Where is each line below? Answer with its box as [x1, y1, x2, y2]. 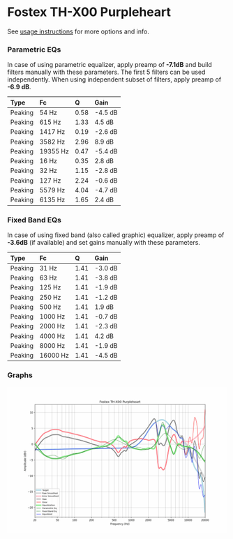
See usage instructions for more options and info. [7, 27, 150, 36]
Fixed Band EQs [7, 215, 61, 225]
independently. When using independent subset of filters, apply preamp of [7, 75, 222, 84]
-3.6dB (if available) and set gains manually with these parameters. [7, 238, 201, 247]
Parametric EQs [7, 45, 61, 54]
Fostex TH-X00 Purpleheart [7, 4, 172, 20]
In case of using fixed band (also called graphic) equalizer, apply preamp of [7, 231, 225, 239]
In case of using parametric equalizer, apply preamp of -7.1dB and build [7, 61, 213, 69]
